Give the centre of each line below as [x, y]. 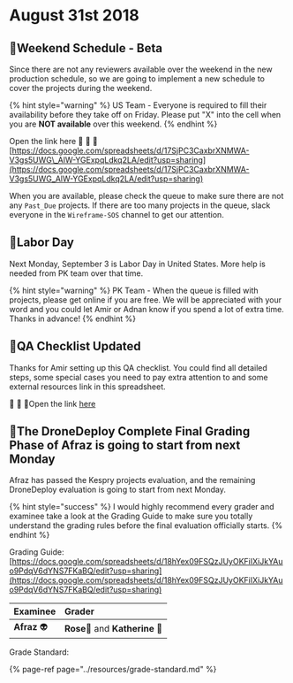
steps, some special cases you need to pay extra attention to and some [139, 377]
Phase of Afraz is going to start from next [125, 445]
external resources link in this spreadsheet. [87, 387]
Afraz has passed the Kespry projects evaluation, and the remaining [132, 480]
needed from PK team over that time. [76, 273]
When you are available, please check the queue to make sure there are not [146, 196]
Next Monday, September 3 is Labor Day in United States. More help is [138, 264]
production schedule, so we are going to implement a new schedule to [137, 79]
